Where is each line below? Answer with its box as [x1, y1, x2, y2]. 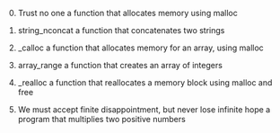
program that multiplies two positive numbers [17, 114, 186, 124]
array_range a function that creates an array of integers [17, 60, 223, 70]
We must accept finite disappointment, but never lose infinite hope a [17, 104, 271, 115]
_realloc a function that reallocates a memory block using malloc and [17, 77, 273, 88]
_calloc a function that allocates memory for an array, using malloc [17, 42, 265, 53]
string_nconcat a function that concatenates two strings [17, 25, 225, 35]
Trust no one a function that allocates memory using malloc [17, 8, 238, 18]
